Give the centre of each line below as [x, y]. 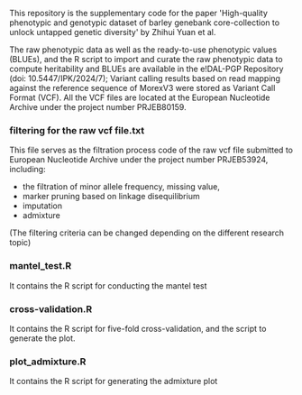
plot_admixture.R [48, 362]
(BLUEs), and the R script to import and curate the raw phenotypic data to [146, 59]
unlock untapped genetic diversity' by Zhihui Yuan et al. [113, 32]
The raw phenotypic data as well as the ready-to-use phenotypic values [143, 50]
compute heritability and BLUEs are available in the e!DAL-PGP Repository [146, 69]
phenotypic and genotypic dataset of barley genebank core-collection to [145, 23]
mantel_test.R [41, 266]
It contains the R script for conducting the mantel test [108, 285]
